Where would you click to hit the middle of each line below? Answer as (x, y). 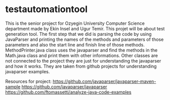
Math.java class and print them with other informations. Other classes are (82, 55)
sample (13, 86)
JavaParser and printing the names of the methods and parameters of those (84, 39)
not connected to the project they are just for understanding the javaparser (83, 61)
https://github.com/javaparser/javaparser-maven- (104, 81)
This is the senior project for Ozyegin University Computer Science (75, 23)
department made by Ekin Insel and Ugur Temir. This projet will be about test (85, 28)
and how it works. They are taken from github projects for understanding (81, 66)
